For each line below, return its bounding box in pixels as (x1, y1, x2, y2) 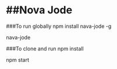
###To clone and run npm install (6, 45, 84, 52)
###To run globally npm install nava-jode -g (6, 23, 112, 30)
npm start (6, 56, 30, 63)
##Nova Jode (6, 3, 73, 17)
